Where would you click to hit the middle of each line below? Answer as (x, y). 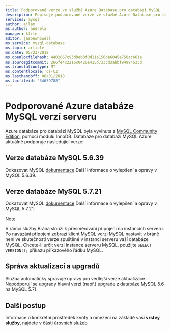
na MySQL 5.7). (22, 289)
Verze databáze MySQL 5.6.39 (55, 158)
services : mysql (22, 19)
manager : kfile (21, 34)
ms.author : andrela (26, 29)
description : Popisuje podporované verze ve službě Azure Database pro (83, 15)
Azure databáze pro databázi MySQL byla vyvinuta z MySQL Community (81, 131)
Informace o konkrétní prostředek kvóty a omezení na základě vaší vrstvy (83, 317)
